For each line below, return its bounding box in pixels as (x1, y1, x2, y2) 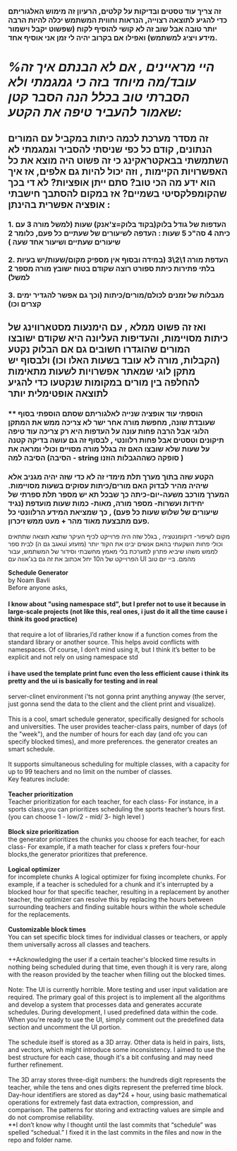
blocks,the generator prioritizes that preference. (8, 850, 147, 859)
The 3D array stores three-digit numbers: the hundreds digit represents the (8, 1075, 226, 1085)
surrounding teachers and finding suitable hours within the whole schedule (8, 903, 226, 911)
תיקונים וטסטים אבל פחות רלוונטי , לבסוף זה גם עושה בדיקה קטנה (8, 435, 224, 445)
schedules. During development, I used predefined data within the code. (8, 1008, 218, 1017)
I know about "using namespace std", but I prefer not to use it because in (8, 599, 226, 608)
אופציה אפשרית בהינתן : (8, 198, 111, 211)
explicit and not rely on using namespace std (8, 653, 138, 661)
